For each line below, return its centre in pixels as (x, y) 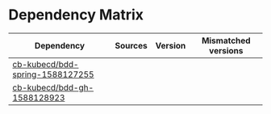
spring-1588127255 (53, 74)
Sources (131, 45)
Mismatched (226, 40)
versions (226, 50)
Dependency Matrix (76, 15)
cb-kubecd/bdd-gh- (53, 87)
